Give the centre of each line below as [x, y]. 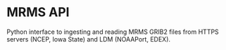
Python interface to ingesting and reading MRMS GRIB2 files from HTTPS [113, 32]
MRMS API [38, 12]
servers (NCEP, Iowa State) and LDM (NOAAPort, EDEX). [88, 39]
